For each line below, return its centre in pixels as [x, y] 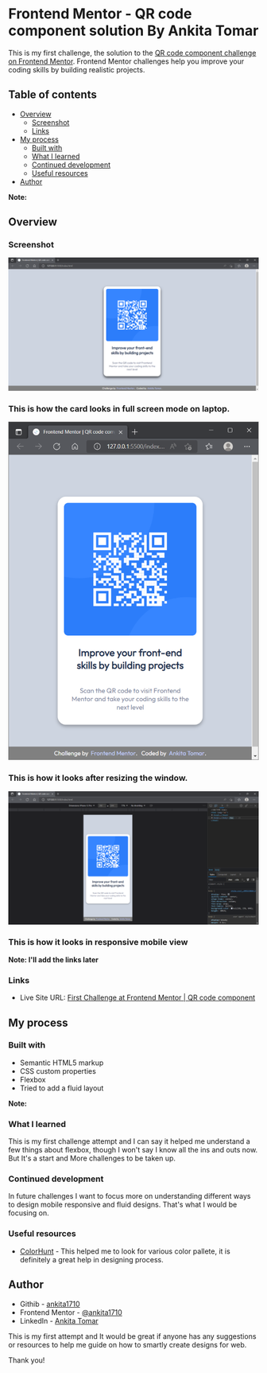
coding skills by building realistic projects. [77, 69]
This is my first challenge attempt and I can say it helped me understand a [129, 1141]
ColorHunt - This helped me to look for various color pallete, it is [125, 1251]
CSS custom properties [58, 1071]
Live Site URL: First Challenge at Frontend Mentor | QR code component [137, 998]
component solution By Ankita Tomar [133, 31]
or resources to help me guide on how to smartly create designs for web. [128, 1344]
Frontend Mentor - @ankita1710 [71, 1312]
